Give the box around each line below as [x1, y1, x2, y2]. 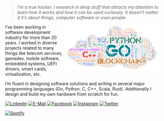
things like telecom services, [5, 50, 63, 56]
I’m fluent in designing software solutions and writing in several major [5, 81, 145, 87]
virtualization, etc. [5, 71, 42, 77]
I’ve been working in [5, 24, 47, 30]
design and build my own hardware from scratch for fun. [5, 91, 119, 97]
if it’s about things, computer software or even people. [17, 15, 127, 20]
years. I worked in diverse [5, 40, 57, 46]
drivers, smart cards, [5, 66, 47, 72]
